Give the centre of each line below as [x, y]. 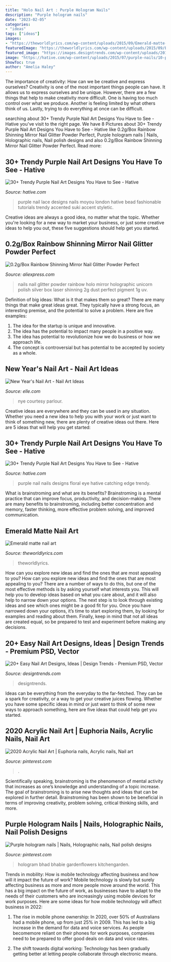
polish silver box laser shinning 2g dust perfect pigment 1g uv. [83, 290]
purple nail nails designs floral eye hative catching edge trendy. [84, 483]
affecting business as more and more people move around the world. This [83, 885]
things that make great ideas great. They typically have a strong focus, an [82, 305]
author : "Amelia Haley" [31, 67]
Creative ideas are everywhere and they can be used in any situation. [78, 411]
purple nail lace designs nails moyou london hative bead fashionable [89, 202]
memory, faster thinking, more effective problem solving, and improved [80, 509]
